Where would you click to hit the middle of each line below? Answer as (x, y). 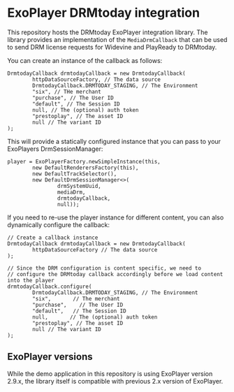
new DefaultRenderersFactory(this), (86, 168)
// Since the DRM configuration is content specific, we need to (104, 268)
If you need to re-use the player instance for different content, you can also (116, 217)
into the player (31, 280)
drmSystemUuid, (79, 186)
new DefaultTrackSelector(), (75, 174)
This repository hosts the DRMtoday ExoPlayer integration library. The (108, 32)
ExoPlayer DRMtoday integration (104, 13)
